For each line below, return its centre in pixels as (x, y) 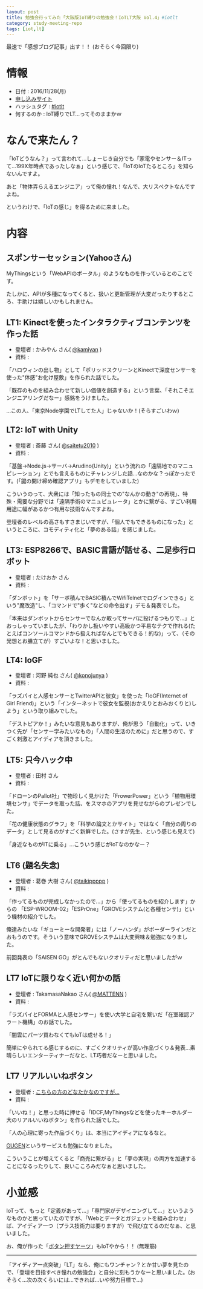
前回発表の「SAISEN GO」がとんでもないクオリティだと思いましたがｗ (94, 957)
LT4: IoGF (24, 660)
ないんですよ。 (25, 174)
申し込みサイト (34, 99)
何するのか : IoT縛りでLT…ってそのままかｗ (68, 114)
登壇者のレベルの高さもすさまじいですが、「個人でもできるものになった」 (97, 521)
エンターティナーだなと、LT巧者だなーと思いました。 (93, 1055)
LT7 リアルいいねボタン (50, 1076)
